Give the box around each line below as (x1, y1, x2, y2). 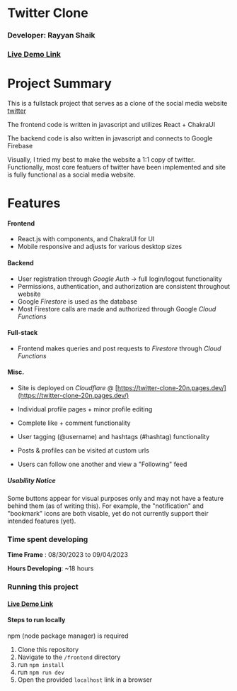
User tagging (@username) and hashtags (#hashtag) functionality (17, 432, 210, 441)
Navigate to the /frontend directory (17, 653, 121, 661)
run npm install (17, 660, 65, 668)
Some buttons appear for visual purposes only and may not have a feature (7, 494, 224, 502)
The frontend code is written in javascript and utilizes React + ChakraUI (7, 120, 216, 128)
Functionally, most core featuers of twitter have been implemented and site (7, 162, 226, 171)
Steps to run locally (7, 616, 66, 624)
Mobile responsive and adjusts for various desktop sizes (17, 243, 183, 251)
